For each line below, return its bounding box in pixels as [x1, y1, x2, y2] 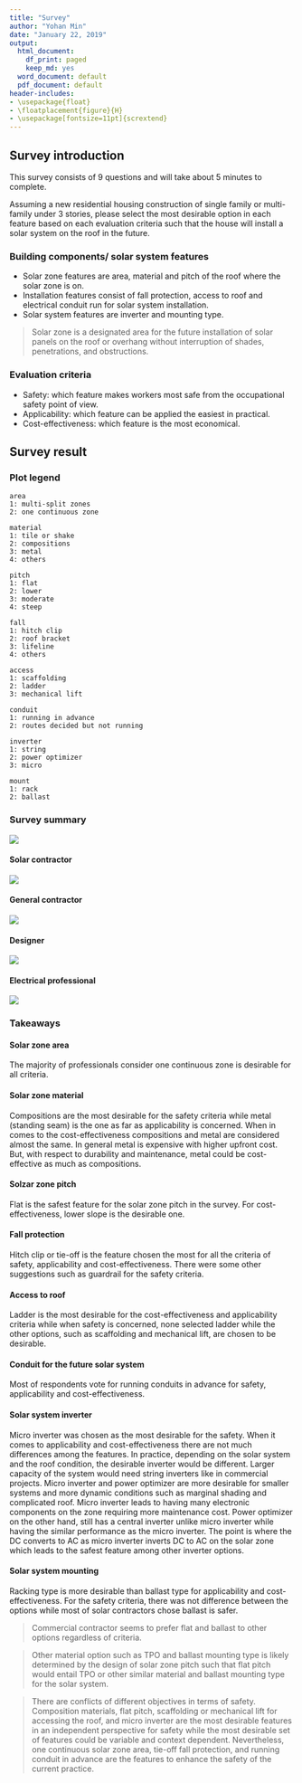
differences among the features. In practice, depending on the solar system [9, 1448, 291, 1459]
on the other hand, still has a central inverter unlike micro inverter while [9, 1516, 274, 1527]
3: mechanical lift [9, 689, 83, 699]
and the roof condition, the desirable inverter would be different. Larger [9, 1458, 275, 1469]
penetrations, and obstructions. [31, 346, 149, 357]
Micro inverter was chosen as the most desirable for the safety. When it [9, 1429, 276, 1440]
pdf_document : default [17, 81, 103, 90]
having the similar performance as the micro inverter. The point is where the [9, 1525, 292, 1536]
